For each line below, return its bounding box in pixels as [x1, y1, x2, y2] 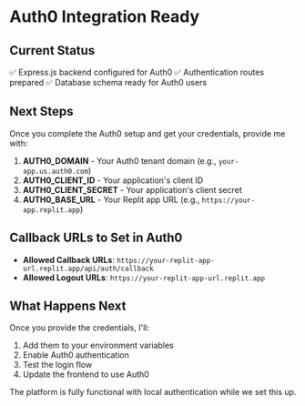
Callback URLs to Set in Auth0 [9, 230, 183, 246]
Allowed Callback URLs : [22, 254, 116, 265]
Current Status [9, 43, 96, 58]
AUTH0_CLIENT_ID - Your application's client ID [22, 175, 204, 186]
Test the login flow [22, 360, 93, 370]
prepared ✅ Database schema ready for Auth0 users [9, 77, 208, 87]
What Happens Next [9, 299, 127, 314]
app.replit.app [22, 205, 81, 215]
